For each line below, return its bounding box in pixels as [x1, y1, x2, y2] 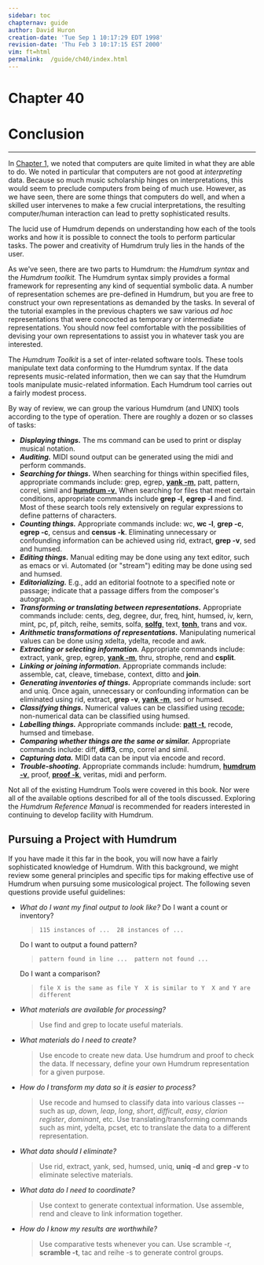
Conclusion [8, 125, 85, 143]
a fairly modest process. [8, 389, 87, 397]
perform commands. [19, 461, 86, 470]
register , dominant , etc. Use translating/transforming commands [38, 1114, 247, 1123]
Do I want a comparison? [19, 968, 101, 978]
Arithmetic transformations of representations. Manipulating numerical [19, 628, 256, 637]
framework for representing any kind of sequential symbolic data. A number [8, 281, 254, 290]
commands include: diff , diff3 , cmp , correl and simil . [19, 745, 189, 754]
